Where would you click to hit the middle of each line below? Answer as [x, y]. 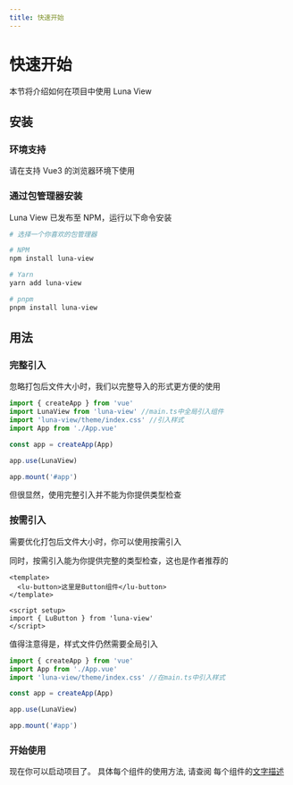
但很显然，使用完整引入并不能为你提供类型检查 [95, 495]
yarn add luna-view [46, 283]
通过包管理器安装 [46, 196]
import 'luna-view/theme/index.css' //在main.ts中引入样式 [117, 677]
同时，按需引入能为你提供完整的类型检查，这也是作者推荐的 [119, 561]
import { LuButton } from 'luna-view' [81, 618]
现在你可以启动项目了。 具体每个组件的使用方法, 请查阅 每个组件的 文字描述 [146, 772]
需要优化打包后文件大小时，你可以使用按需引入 [95, 541]
